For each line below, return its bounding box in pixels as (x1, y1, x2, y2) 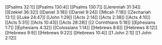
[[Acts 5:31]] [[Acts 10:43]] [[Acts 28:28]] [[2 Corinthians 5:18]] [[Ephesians (5, 19, 156, 25)
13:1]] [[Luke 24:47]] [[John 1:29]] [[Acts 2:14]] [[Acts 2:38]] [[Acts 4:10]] (5, 15, 151, 20)
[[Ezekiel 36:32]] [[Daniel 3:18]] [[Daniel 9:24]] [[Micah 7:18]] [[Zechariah (5, 9, 151, 15)
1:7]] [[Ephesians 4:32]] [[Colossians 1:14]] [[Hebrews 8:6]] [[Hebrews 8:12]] (5, 25, 158, 30)
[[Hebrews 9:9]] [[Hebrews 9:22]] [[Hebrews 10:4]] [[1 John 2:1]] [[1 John (5, 30, 152, 35)
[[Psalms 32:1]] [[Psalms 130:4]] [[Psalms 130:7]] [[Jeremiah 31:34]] (5, 4, 141, 10)
